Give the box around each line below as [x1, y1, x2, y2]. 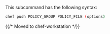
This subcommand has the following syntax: [5, 5, 97, 10]
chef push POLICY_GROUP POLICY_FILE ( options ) [5, 14, 105, 19]
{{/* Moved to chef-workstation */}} [5, 23, 80, 29]
